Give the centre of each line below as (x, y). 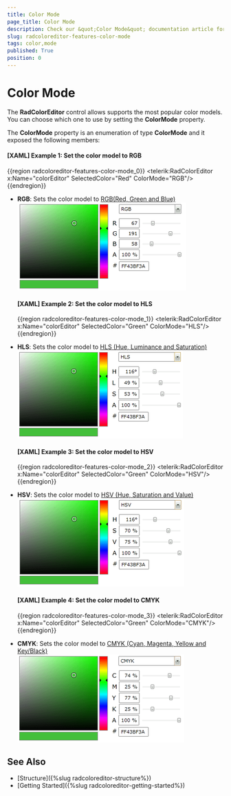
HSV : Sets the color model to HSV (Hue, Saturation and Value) (105, 495)
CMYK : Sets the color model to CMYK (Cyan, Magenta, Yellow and (111, 643)
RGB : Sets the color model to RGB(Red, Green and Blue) (96, 199)
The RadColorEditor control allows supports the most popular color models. (115, 112)
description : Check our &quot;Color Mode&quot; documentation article (110, 29)
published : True (30, 51)
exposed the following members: (54, 140)
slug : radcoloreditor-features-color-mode (69, 36)
